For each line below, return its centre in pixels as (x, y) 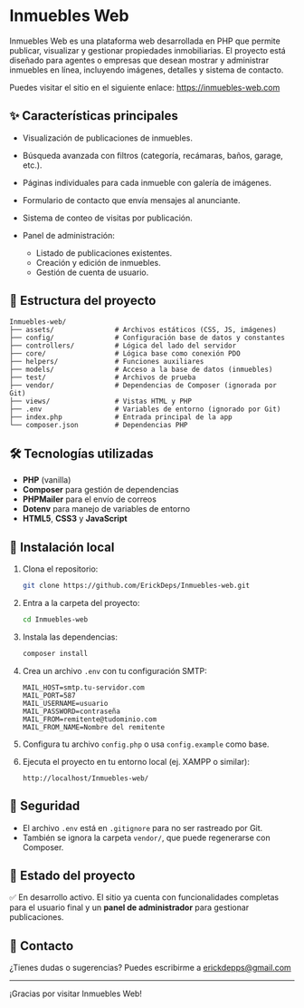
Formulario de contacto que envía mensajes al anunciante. (132, 200)
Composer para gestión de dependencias (100, 490)
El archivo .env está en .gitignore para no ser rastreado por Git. (142, 827)
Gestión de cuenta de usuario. (92, 272)
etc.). (32, 165)
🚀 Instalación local (62, 547)
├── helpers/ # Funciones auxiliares (107, 361)
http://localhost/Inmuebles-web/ (85, 778)
